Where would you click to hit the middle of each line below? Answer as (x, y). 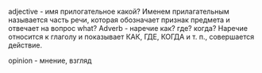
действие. (25, 45)
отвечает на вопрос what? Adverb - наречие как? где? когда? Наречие (128, 28)
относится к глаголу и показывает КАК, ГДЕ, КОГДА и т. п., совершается (131, 36)
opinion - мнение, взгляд (50, 60)
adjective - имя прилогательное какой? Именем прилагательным (119, 12)
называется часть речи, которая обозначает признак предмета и (119, 20)
